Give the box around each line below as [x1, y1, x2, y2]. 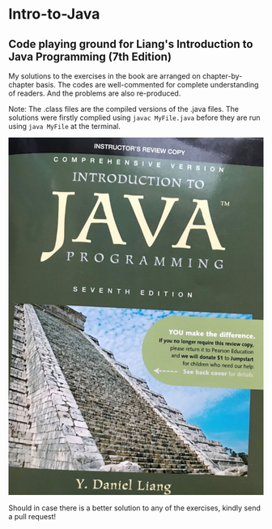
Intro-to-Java [8, 5, 100, 23]
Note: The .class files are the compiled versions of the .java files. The [8, 105, 239, 113]
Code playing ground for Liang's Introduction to [8, 37, 253, 51]
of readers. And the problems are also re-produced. [8, 88, 181, 98]
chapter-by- [202, 71, 243, 81]
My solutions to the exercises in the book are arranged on [8, 71, 201, 81]
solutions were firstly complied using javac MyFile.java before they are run [8, 113, 261, 122]
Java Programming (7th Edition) [8, 49, 172, 63]
